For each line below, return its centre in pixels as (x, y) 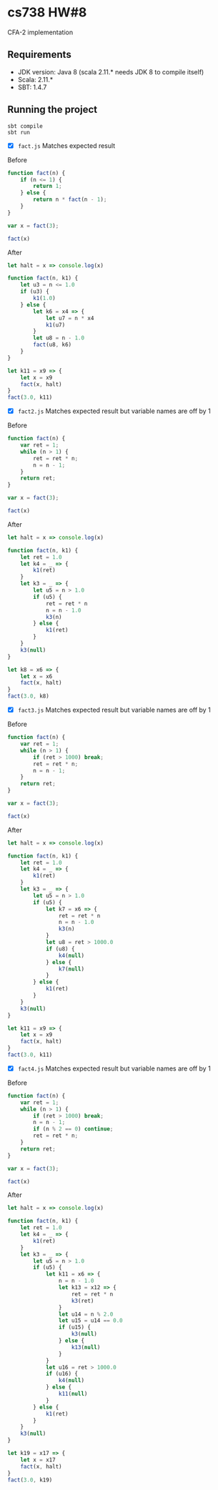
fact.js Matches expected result (66, 145)
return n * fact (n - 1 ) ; (70, 200)
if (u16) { (62, 1374)
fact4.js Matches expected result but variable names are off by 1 (114, 1068)
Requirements (39, 55)
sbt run (19, 132)
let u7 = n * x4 (70, 318)
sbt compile (25, 126)
